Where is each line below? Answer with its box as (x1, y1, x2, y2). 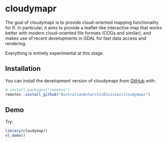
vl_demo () (5, 133, 26, 138)
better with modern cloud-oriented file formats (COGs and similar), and (5, 30, 151, 36)
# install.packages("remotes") (5, 87, 70, 92)
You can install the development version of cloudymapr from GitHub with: (5, 77, 156, 83)
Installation (5, 65, 41, 73)
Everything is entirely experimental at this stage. (5, 50, 104, 56)
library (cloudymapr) (5, 129, 48, 134)
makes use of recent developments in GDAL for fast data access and (5, 35, 147, 41)
